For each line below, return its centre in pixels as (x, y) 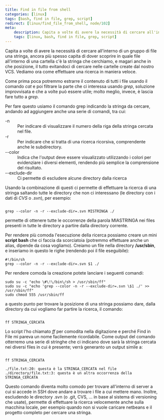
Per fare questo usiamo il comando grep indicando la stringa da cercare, (78, 106)
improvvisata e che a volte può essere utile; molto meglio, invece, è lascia (79, 92)
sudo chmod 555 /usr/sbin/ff (35, 295)
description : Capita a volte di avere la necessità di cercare (80, 32)
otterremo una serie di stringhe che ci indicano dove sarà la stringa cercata (81, 342)
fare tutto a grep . (22, 96)
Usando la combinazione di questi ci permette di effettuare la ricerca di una (81, 187)
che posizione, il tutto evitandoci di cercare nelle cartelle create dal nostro (80, 66)
